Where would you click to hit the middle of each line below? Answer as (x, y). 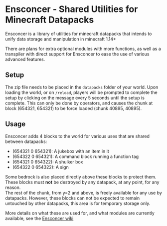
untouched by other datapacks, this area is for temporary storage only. (78, 203)
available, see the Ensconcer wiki (39, 218)
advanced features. (25, 59)
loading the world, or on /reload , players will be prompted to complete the (82, 92)
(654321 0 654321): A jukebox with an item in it (61, 151)
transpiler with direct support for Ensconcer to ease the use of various (77, 54)
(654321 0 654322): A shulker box (48, 161)
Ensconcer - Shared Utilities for (72, 9)
